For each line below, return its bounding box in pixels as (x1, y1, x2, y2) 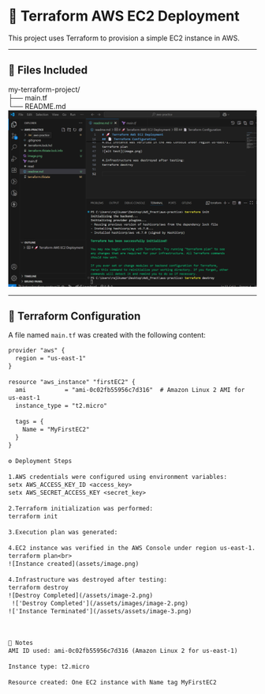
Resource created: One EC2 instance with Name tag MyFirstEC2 (8, 679, 217, 687)
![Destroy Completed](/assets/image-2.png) (8, 592, 154, 600)
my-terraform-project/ (8, 85, 80, 94)
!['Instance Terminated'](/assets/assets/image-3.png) (8, 608, 192, 616)
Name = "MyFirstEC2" (22, 426, 90, 434)
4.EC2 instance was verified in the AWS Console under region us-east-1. (8, 545, 256, 553)
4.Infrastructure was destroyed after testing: (8, 576, 168, 584)
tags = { (15, 418, 44, 426)
